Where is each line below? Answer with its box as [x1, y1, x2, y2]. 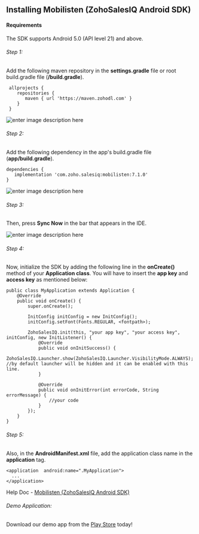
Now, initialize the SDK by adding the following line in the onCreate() [6, 263, 175, 271]
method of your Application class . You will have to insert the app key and [6, 270, 188, 277]
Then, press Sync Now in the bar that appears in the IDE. [6, 219, 147, 227]
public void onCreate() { [17, 298, 82, 304]
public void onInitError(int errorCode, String [38, 387, 160, 393]
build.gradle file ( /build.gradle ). [6, 73, 84, 80]
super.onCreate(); [27, 303, 74, 310]
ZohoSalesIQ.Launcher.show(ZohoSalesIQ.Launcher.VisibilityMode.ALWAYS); [6, 356, 194, 362]
